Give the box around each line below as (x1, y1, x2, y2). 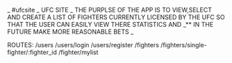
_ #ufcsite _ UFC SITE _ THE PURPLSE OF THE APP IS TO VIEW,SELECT (7, 6, 212, 14)
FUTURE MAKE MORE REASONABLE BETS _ (7, 27, 134, 36)
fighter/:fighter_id (7, 48, 58, 56)
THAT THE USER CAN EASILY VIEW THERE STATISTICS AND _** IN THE (7, 21, 214, 28)
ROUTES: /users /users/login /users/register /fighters (7, 41, 160, 49)
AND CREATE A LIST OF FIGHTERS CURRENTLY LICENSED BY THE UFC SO (7, 13, 225, 21)
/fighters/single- (160, 41, 207, 49)
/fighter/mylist (58, 48, 99, 56)
